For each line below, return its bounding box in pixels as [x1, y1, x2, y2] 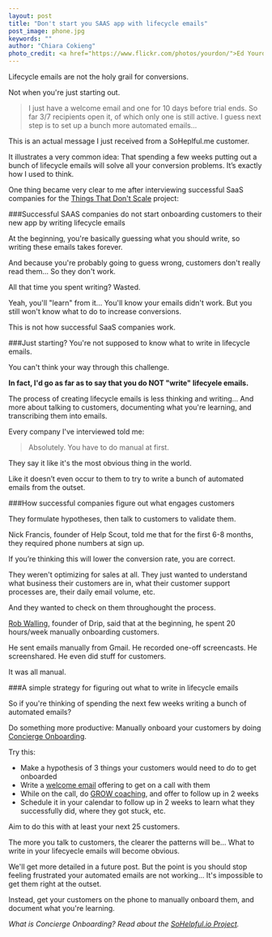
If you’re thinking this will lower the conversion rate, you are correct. [8, 554, 236, 564]
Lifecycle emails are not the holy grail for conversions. [8, 72, 189, 81]
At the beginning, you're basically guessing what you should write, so [8, 234, 240, 243]
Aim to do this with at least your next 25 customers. [8, 822, 181, 832]
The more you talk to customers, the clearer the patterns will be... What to [8, 837, 255, 847]
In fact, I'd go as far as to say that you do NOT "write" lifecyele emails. [8, 378, 249, 388]
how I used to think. [8, 170, 74, 178]
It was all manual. [8, 667, 66, 677]
